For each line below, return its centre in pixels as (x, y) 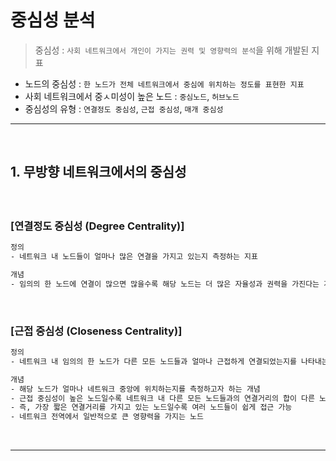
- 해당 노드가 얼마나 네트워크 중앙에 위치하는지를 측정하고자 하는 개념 (135, 389)
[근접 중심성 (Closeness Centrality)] (96, 331)
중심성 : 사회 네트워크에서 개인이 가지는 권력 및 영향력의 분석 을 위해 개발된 (172, 50)
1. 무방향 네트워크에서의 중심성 (98, 172)
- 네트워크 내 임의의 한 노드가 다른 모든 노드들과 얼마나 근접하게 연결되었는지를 (153, 361)
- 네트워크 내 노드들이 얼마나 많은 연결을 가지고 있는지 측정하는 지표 (134, 257)
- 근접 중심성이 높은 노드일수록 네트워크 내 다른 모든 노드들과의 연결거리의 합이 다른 (162, 398)
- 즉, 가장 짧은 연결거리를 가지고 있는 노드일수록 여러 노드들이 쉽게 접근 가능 (151, 407)
